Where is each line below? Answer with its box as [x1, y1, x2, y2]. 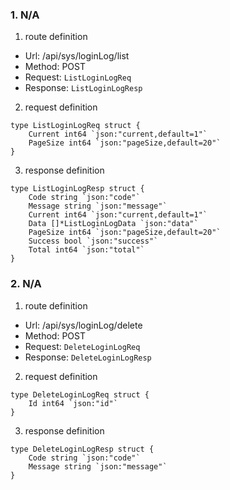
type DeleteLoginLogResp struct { [10, 444, 155, 454]
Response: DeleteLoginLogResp [24, 351, 152, 363]
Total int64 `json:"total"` [28, 245, 145, 255]
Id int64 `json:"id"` [28, 398, 118, 408]
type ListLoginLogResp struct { [10, 184, 145, 194]
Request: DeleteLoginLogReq [24, 340, 141, 352]
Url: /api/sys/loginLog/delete [24, 319, 143, 331]
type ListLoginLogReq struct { [10, 121, 141, 131]
